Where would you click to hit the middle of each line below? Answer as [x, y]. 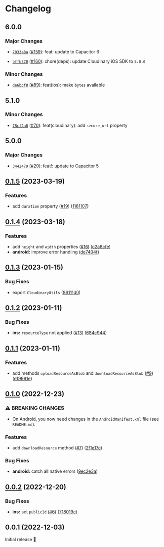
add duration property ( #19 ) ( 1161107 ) [50, 206]
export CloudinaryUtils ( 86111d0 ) [46, 292]
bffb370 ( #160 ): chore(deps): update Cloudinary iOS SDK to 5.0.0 [79, 61]
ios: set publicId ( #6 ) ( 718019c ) [45, 512]
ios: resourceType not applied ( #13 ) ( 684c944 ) [60, 333]
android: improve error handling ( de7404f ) [56, 252]
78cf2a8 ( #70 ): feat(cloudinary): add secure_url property [70, 125]
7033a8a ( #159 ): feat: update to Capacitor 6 [56, 51]
